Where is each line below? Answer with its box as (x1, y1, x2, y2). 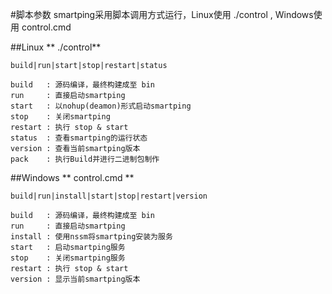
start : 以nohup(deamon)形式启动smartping (10, 101, 192, 111)
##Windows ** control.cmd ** (10, 172, 135, 183)
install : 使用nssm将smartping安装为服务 (10, 232, 173, 242)
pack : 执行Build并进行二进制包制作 (10, 154, 160, 164)
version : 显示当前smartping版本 (10, 274, 141, 284)
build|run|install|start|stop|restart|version (10, 191, 208, 201)
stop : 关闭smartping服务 (10, 253, 126, 263)
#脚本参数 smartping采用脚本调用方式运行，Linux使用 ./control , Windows (10, 9, 314, 20)
